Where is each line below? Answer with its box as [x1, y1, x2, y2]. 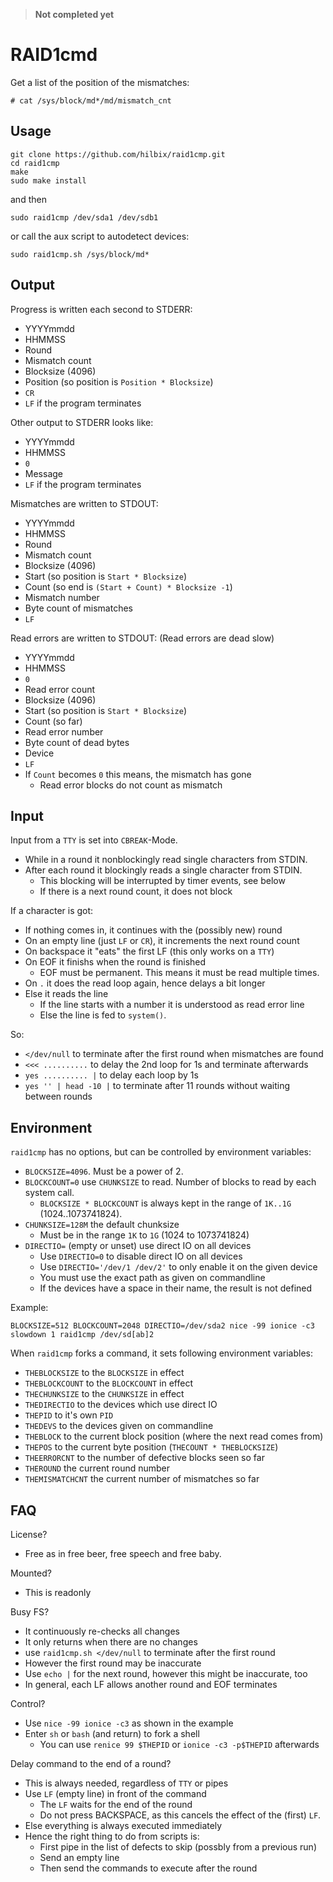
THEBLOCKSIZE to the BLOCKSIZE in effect [24, 1367, 185, 1379]
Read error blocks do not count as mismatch [39, 779, 223, 791]
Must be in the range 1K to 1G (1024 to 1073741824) [39, 1229, 250, 1241]
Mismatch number [24, 591, 100, 603]
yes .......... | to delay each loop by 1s [24, 1069, 199, 1081]
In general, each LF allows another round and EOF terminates [24, 1679, 278, 1690]
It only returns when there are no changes [24, 1636, 198, 1648]
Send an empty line [39, 1852, 120, 1863]
